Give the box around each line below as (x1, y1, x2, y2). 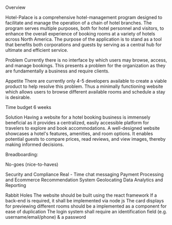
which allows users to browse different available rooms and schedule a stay (5, 89, 165, 95)
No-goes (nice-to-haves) (5, 161, 59, 167)
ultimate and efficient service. (5, 47, 68, 53)
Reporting (5, 182, 27, 188)
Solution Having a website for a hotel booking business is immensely (5, 114, 150, 120)
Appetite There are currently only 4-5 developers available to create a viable (5, 78, 167, 84)
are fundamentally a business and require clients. (5, 68, 109, 74)
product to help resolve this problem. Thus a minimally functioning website (5, 83, 163, 89)
